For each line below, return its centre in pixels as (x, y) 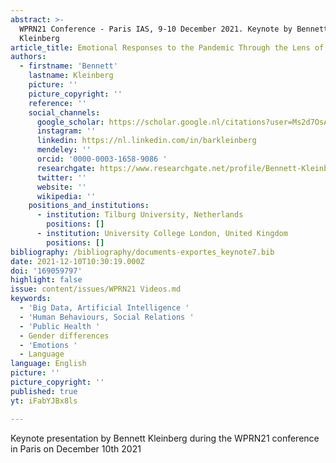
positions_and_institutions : (89, 206)
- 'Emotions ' (48, 345)
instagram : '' (66, 131)
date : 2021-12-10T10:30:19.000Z (77, 261)
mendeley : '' (64, 150)
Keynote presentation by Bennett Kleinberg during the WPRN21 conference (165, 438)
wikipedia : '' (66, 196)
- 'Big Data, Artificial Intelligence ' (104, 308)
